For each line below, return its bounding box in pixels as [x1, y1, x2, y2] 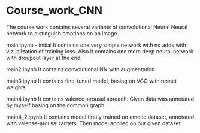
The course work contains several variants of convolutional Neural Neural [6, 23, 187, 31]
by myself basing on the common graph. [6, 101, 106, 108]
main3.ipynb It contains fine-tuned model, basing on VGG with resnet [6, 77, 177, 84]
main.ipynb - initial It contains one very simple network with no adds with [6, 41, 187, 49]
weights [6, 83, 26, 90]
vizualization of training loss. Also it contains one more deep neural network [6, 47, 193, 55]
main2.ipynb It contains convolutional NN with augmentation [6, 65, 155, 72]
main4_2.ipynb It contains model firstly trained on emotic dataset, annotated [6, 113, 195, 120]
